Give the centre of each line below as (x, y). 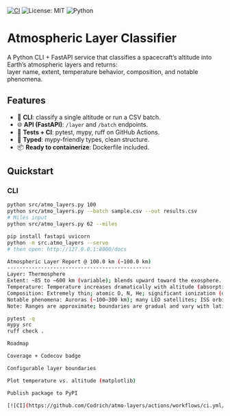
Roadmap (18, 344)
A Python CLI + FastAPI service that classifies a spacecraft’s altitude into (110, 57)
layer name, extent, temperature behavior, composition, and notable (103, 71)
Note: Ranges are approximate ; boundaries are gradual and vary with (108, 306)
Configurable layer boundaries (52, 368)
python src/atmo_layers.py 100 (52, 205)
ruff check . (26, 331)
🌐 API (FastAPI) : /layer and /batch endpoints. (82, 124)
